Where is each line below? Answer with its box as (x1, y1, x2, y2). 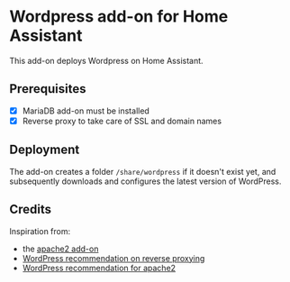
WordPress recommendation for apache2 (22, 262, 177, 273)
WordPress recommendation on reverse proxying (22, 252, 205, 263)
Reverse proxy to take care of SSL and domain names (22, 115, 222, 126)
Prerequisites (9, 81, 86, 96)
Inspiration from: (9, 225, 71, 236)
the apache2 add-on (22, 243, 99, 254)
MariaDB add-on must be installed (22, 105, 150, 116)
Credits (9, 202, 52, 217)
